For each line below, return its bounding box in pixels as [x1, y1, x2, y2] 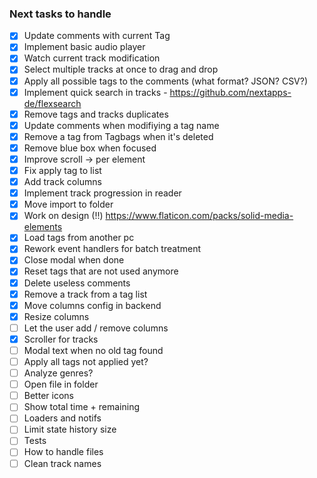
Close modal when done [23, 254, 125, 266]
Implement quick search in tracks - [23, 86, 168, 98]
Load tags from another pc [23, 232, 135, 244]
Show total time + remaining [23, 401, 141, 413]
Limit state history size [23, 423, 117, 436]
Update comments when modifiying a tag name [23, 119, 220, 131]
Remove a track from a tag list [23, 288, 148, 300]
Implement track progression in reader [23, 187, 182, 199]
